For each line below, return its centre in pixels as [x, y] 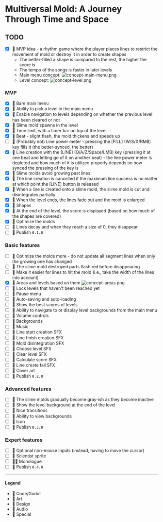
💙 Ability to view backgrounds [42, 416]
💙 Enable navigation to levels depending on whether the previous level [82, 114]
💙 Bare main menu [30, 104]
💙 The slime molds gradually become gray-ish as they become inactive [83, 400]
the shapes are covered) [37, 216]
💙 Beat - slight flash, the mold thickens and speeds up [66, 136]
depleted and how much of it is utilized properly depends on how [77, 163]
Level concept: [34, 80]
